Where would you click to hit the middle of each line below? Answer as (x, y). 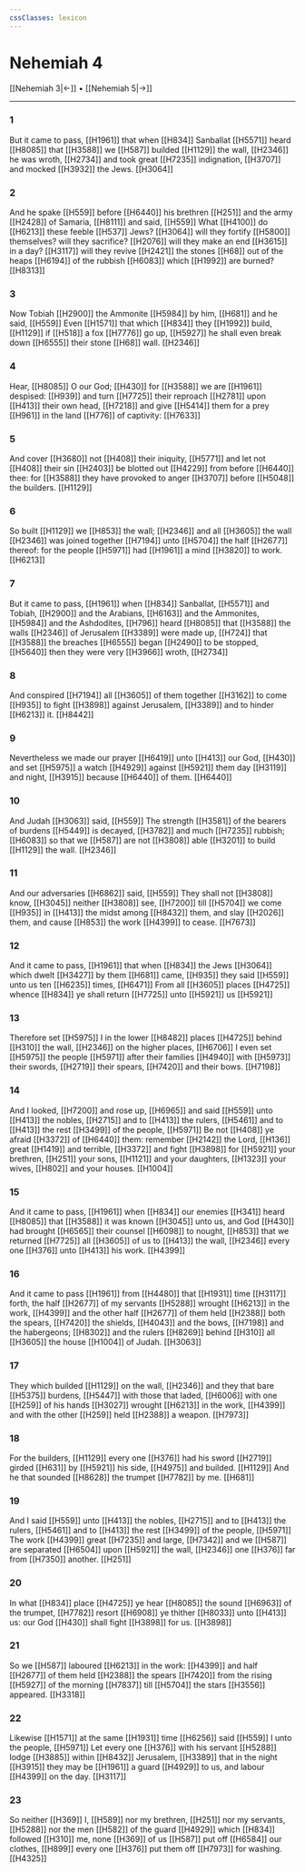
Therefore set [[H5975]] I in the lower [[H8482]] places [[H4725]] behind (146, 1037)
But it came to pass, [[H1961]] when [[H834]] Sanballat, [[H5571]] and (139, 603)
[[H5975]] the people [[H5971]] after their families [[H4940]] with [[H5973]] (150, 1057)
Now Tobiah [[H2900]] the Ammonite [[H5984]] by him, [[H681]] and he (144, 314)
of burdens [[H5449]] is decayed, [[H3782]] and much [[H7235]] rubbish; (148, 830)
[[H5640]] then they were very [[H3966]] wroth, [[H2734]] (119, 652)
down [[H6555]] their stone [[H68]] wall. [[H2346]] (104, 343)
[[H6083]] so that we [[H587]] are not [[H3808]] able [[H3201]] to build (143, 840)
